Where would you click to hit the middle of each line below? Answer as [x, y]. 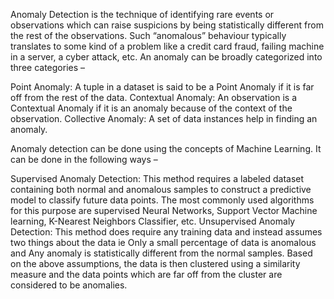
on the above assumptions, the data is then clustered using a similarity [155, 263]
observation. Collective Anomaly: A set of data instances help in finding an [164, 118]
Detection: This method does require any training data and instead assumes [166, 232]
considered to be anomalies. [69, 285]
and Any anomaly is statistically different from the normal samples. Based [161, 253]
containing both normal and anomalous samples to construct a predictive [161, 189]
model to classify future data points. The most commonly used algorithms [162, 200]
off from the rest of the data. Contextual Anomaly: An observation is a [154, 97]
